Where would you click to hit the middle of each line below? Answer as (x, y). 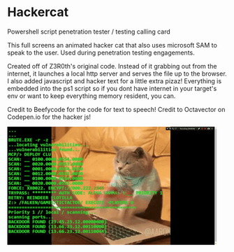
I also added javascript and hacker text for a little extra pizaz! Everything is (115, 80)
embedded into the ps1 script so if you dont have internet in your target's (112, 88)
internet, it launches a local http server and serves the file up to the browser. (117, 73)
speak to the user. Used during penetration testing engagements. (101, 52)
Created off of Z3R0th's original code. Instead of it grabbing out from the (112, 66)
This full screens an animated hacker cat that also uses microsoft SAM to (112, 45)
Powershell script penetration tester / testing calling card (89, 31)
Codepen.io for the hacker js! (49, 117)
